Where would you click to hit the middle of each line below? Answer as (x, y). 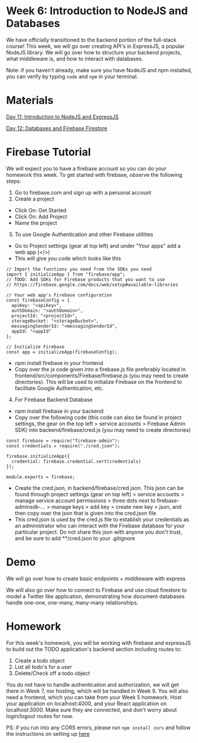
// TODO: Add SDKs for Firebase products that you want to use (86, 279)
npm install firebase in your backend (59, 411)
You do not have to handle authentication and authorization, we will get (92, 684)
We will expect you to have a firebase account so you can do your (86, 168)
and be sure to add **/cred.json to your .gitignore (75, 538)
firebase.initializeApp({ (38, 456)
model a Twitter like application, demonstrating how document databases (95, 596)
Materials (30, 100)
